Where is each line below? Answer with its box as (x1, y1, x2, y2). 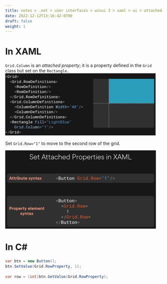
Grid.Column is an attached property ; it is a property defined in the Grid (5, 62, 152, 68)
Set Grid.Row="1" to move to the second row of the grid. (5, 140, 120, 146)
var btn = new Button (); (5, 259, 57, 264)
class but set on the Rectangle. (5, 68, 69, 74)
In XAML (5, 46, 41, 57)
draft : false (5, 18, 32, 23)
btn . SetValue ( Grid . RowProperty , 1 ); (5, 264, 81, 269)
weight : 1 (5, 24, 26, 29)
